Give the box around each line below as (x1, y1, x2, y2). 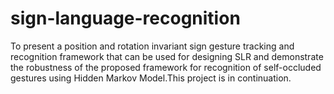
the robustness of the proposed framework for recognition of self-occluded (10, 61, 322, 73)
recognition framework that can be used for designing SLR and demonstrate (10, 50, 324, 62)
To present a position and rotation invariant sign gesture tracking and (10, 40, 295, 52)
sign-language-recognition (10, 7, 241, 30)
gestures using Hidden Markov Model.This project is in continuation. (10, 72, 292, 84)
